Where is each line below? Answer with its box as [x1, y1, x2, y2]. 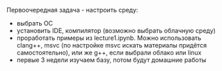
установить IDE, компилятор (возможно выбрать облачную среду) [16, 27, 216, 34]
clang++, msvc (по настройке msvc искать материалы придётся [16, 41, 207, 49]
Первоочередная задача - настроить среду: [6, 6, 138, 14]
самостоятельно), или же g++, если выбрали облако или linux [16, 48, 202, 57]
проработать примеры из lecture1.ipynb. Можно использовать [16, 34, 202, 42]
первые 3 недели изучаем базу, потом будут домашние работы [16, 56, 207, 64]
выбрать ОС [16, 19, 54, 27]
